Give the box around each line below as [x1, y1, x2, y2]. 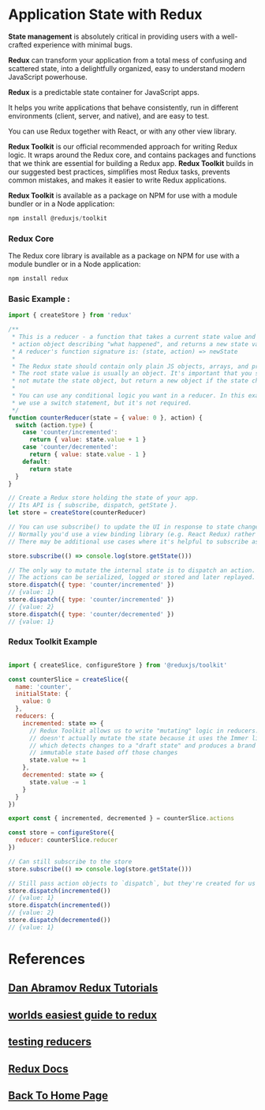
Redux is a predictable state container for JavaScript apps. [8, 87, 200, 96]
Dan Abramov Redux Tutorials [8, 981, 159, 995]
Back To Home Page [8, 1089, 109, 1102]
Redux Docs [8, 1062, 69, 1075]
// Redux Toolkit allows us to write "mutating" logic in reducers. [28, 727, 259, 735]
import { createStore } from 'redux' [8, 311, 132, 319]
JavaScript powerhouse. [8, 72, 88, 81]
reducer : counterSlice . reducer [15, 836, 118, 845]
